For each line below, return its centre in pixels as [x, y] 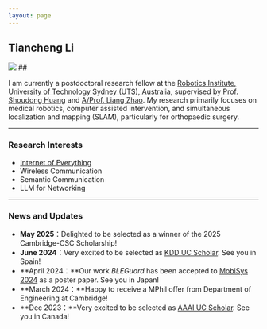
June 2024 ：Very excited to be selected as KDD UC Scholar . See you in [138, 253]
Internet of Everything [56, 162]
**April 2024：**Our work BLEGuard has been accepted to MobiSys [134, 271]
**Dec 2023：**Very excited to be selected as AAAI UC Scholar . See [135, 308]
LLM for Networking [52, 188]
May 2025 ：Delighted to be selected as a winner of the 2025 [120, 234]
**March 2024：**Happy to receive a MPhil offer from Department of [135, 289]
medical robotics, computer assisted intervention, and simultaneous [119, 109]
